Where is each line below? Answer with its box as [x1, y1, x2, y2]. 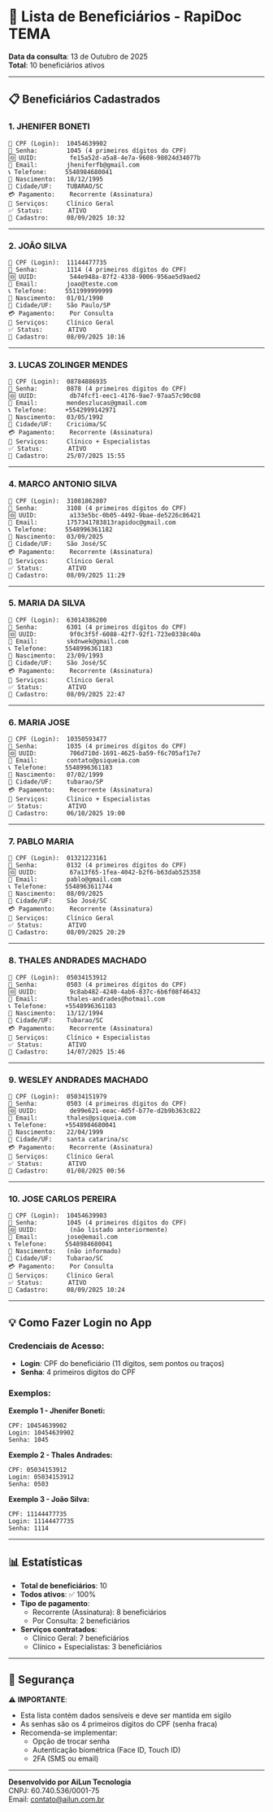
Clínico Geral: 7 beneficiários [32, 1633, 130, 1643]
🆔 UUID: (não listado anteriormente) [8, 1226, 168, 1234]
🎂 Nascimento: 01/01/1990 [8, 294, 104, 302]
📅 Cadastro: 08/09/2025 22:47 [8, 690, 126, 698]
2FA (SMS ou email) [32, 1753, 99, 1763]
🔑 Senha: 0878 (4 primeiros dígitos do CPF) [8, 385, 187, 393]
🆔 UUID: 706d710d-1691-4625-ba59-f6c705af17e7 [8, 749, 201, 758]
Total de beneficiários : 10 [19, 1581, 107, 1591]
